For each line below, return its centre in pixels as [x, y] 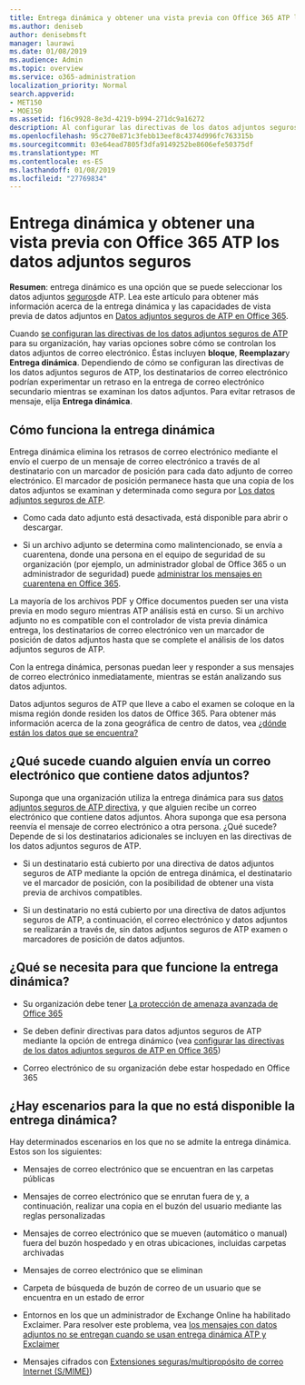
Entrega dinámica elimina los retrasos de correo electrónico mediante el [144, 452]
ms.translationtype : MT [54, 153]
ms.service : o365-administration [73, 77]
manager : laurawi [42, 43]
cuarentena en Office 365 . [71, 583]
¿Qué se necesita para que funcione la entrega [144, 967]
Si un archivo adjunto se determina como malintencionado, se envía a [152, 545]
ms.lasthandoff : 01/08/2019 [63, 170]
